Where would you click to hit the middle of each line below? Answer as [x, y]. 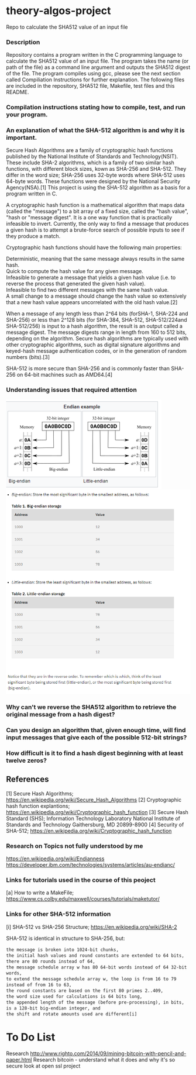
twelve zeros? [26, 760]
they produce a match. [33, 236]
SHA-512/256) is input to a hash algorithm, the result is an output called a [94, 326]
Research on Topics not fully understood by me [75, 846]
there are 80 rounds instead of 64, [51, 961]
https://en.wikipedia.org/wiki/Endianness [55, 859]
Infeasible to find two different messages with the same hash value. [87, 290]
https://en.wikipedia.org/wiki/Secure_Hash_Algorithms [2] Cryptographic [94, 800]
